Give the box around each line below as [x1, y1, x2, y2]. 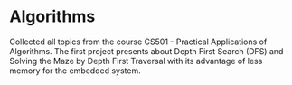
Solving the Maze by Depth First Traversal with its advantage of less [9, 55, 263, 66]
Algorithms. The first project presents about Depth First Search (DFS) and [9, 45, 284, 56]
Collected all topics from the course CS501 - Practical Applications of [9, 36, 268, 47]
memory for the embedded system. [9, 65, 142, 76]
